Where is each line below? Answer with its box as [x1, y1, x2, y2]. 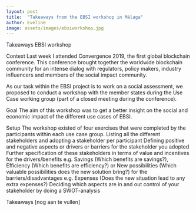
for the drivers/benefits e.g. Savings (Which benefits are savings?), [6, 156, 169, 163]
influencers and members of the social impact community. [6, 71, 147, 78]
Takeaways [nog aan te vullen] [6, 199, 81, 206]
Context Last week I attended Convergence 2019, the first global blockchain [6, 52, 190, 60]
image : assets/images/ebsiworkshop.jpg [6, 25, 104, 31]
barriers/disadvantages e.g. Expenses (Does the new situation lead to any [6, 174, 185, 182]
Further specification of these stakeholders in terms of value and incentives [6, 150, 190, 157]
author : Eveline [6, 19, 46, 25]
